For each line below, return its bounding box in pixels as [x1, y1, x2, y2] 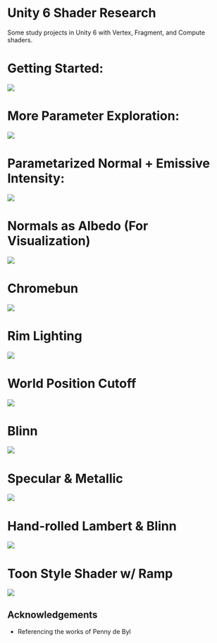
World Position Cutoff [7, 375, 137, 392]
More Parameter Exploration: [7, 108, 180, 124]
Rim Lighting [7, 327, 82, 344]
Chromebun [7, 280, 79, 296]
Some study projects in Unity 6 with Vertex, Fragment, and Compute [7, 28, 206, 37]
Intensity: [7, 170, 65, 186]
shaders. [7, 35, 33, 44]
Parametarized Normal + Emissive [7, 156, 210, 171]
